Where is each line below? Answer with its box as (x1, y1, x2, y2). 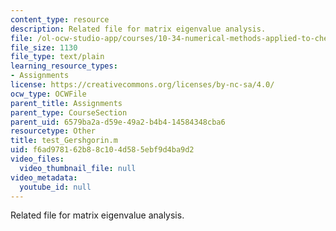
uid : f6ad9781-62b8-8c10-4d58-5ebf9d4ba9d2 (10, 145, 195, 155)
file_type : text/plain (10, 52, 105, 62)
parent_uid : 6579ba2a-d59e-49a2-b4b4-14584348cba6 (10, 117, 226, 127)
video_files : (10, 154, 65, 164)
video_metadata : (10, 172, 78, 183)
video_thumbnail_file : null (19, 163, 137, 173)
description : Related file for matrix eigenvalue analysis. (10, 24, 267, 34)
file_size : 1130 (10, 42, 78, 53)
